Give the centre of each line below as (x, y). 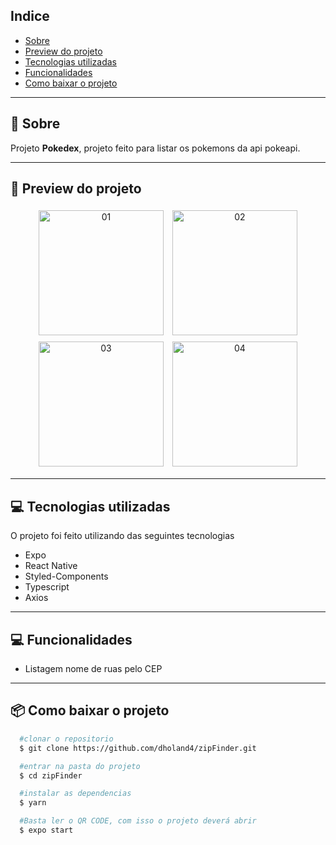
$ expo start (46, 830)
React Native (51, 566)
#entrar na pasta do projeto (80, 766)
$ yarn (33, 803)
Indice (30, 16)
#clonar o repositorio (66, 739)
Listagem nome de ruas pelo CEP (93, 669)
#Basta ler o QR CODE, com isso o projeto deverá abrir (138, 821)
